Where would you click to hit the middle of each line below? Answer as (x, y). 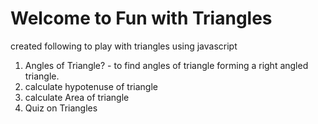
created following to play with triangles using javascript (124, 46)
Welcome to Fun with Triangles (141, 18)
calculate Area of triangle (77, 97)
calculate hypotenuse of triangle (91, 86)
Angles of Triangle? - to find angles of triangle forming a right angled (166, 65)
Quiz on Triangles (61, 108)
